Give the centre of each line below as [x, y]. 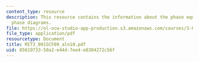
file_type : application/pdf [41, 34]
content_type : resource [36, 12]
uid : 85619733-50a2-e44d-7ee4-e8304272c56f [61, 50]
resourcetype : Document [36, 39]
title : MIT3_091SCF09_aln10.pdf [46, 45]
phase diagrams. [31, 22]
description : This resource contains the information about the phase [95, 17]
